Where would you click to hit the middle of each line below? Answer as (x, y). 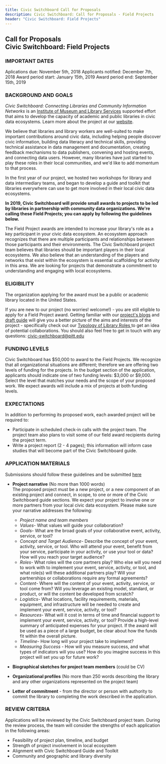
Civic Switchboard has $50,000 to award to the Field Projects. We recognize (83, 359)
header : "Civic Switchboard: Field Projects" (53, 19)
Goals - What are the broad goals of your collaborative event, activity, (90, 530)
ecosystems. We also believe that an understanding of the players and (77, 255)
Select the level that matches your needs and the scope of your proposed (80, 381)
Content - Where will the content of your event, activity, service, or (87, 583)
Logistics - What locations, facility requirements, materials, (79, 599)
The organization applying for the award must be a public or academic (77, 294)
